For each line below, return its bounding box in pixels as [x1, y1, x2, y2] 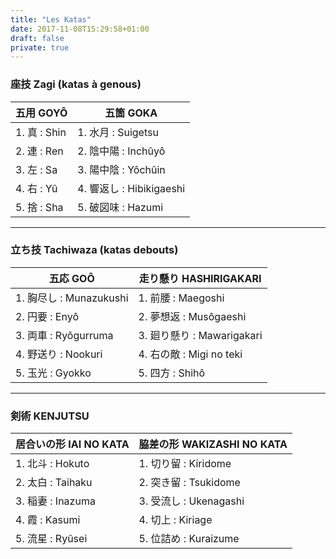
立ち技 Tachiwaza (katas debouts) [10, 243, 179, 257]
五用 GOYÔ [15, 106, 68, 120]
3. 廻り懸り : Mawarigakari [138, 328, 263, 342]
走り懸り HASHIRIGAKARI [138, 271, 262, 285]
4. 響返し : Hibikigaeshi [77, 181, 186, 195]
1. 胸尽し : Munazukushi [15, 291, 129, 305]
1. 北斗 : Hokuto [15, 457, 90, 471]
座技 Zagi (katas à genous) [10, 77, 142, 91]
